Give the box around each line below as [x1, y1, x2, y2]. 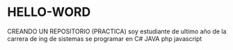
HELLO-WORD [7, 4, 91, 20]
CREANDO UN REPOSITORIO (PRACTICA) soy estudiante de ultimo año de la [7, 27, 227, 35]
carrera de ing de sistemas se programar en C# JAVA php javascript [7, 34, 202, 42]
